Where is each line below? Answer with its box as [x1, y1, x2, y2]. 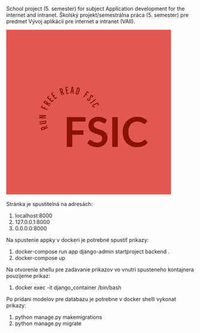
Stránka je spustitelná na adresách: [6, 201, 93, 207]
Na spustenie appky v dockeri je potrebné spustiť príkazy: [6, 237, 149, 243]
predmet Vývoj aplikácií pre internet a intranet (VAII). [6, 18, 136, 25]
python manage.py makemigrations [14, 314, 102, 320]
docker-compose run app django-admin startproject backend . [14, 248, 170, 255]
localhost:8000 [14, 212, 53, 219]
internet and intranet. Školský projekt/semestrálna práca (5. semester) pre [6, 11, 189, 19]
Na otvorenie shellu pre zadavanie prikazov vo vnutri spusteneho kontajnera [6, 266, 195, 273]
